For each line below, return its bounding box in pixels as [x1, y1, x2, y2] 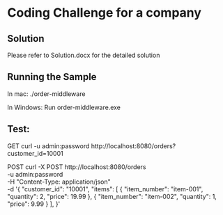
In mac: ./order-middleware [7, 89, 86, 98]
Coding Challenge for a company [7, 5, 202, 21]
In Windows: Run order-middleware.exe [7, 103, 121, 111]
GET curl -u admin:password [7, 141, 90, 150]
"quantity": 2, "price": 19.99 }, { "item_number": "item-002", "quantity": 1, [7, 192, 217, 200]
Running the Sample [7, 71, 97, 83]
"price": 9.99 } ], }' [7, 200, 61, 208]
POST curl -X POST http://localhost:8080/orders [7, 162, 146, 171]
